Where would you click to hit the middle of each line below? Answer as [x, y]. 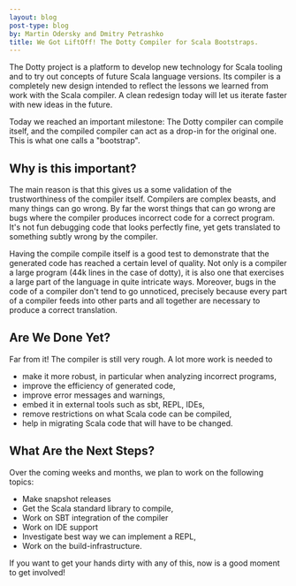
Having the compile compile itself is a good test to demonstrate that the [139, 254]
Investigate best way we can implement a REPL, [109, 537]
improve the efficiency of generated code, [99, 385]
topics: [22, 482]
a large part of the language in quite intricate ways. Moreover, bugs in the [143, 282]
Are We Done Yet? [60, 338]
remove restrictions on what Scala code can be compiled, [127, 414]
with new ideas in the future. [61, 105]
